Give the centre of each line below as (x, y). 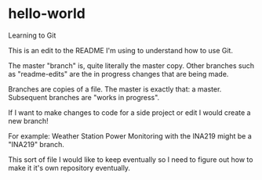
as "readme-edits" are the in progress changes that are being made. (118, 74)
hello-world (47, 14)
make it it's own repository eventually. (69, 167)
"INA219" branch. (36, 144)
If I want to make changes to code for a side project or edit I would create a (129, 112)
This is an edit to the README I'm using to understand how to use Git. (121, 50)
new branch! (28, 121)
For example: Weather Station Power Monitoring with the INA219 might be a (130, 136)
